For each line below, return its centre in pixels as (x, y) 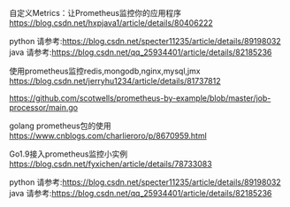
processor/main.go (43, 107)
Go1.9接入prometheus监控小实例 (69, 154)
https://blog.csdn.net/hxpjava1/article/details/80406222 (111, 23)
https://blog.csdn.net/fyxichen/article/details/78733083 (111, 164)
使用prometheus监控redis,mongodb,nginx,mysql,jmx (105, 71)
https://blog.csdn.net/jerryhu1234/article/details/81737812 (115, 81)
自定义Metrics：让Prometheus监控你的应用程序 (95, 13)
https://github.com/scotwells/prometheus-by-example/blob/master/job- (140, 98)
